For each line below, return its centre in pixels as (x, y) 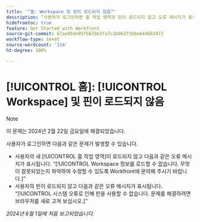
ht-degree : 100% (26, 51)
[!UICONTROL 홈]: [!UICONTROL (87, 87)
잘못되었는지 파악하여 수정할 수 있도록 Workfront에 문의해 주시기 (96, 171)
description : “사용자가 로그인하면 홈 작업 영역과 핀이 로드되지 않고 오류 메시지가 (96, 17)
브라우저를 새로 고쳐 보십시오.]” (51, 201)
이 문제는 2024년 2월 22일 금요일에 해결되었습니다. (66, 131)
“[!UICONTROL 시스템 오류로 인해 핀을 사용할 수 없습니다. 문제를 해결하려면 (103, 193)
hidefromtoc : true (29, 23)
